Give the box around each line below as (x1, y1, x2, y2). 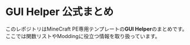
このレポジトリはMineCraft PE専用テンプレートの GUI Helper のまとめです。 (5, 25, 188, 32)
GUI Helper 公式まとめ (5, 5, 114, 18)
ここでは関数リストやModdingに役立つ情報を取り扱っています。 (5, 32, 161, 39)
